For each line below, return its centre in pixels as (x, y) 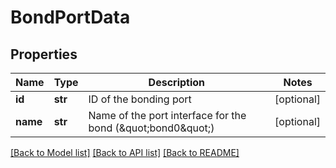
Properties (44, 54)
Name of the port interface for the (167, 115)
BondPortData (70, 17)
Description (177, 82)
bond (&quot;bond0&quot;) (151, 128)
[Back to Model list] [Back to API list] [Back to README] (125, 152)
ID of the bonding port (140, 99)
